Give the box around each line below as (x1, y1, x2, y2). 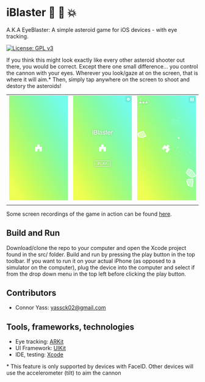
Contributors (6, 287, 57, 298)
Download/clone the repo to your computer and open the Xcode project (6, 244, 187, 251)
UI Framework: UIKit (15, 345, 66, 352)
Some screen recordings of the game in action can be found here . (6, 210, 172, 218)
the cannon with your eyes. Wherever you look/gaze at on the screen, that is (6, 69, 198, 76)
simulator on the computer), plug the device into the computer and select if (6, 263, 195, 271)
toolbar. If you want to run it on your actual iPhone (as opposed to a (6, 257, 176, 265)
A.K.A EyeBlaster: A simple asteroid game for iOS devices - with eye (6, 26, 178, 33)
